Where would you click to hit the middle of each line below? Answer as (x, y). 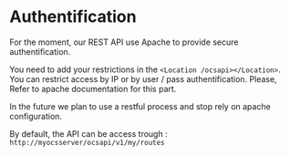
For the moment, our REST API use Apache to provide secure (124, 42)
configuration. (36, 116)
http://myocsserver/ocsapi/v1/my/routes (88, 142)
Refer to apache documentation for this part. (93, 88)
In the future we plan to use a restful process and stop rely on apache (140, 106)
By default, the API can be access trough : (88, 133)
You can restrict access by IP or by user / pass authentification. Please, (143, 78)
